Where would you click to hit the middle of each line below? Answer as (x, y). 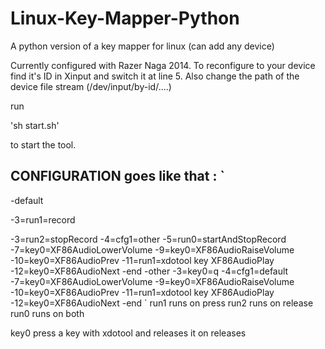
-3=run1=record (43, 219)
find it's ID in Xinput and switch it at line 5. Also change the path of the (155, 76)
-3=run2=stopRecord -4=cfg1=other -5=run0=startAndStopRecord (148, 239)
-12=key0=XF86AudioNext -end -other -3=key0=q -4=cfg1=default (149, 271)
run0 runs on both (47, 313)
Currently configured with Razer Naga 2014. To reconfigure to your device (163, 65)
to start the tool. (43, 144)
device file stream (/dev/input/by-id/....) (91, 86)
